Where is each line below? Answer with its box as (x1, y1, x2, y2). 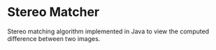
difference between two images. (7, 34, 101, 42)
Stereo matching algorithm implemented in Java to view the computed (7, 27, 210, 35)
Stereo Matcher (7, 4, 100, 20)
